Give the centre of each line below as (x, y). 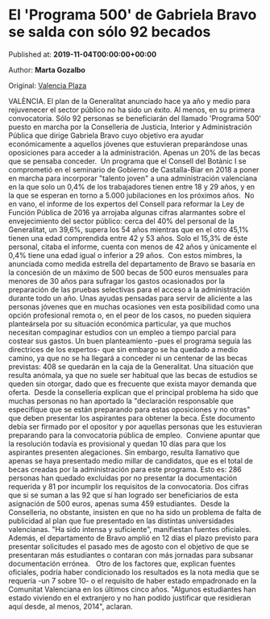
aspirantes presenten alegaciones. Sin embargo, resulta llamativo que (124, 452)
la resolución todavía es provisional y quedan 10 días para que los (117, 443)
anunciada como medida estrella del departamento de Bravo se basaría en (132, 264)
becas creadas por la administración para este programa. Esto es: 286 (125, 469)
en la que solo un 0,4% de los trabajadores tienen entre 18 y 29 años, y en (132, 186)
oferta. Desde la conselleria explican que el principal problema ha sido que (133, 392)
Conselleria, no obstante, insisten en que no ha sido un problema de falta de (135, 512)
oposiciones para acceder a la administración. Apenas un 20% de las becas (134, 152)
